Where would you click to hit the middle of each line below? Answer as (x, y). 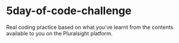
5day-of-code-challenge (69, 11)
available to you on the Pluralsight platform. (59, 33)
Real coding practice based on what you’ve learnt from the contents (90, 27)
